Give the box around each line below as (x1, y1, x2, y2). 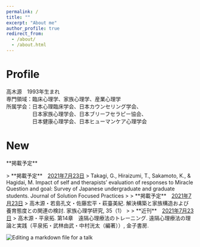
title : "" (6, 14, 31, 20)
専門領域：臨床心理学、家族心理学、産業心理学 (6, 95, 121, 102)
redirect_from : (6, 31, 44, 37)
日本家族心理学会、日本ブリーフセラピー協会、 (32, 110, 147, 117)
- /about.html (11, 42, 46, 48)
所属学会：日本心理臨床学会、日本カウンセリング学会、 (6, 102, 142, 110)
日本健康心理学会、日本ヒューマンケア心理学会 (32, 117, 147, 125)
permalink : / (6, 8, 39, 15)
